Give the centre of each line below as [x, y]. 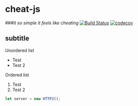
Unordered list [20, 50]
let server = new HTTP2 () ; [33, 99]
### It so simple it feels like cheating [42, 23]
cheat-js [23, 9]
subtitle [17, 38]
